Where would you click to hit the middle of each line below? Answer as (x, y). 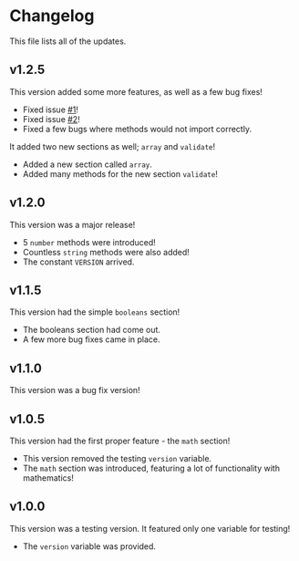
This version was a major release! (72, 224)
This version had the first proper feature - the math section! (120, 441)
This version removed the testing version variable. (117, 458)
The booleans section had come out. (92, 330)
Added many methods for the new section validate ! (120, 173)
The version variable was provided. (89, 546)
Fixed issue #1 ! (51, 109)
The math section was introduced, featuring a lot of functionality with (151, 468)
